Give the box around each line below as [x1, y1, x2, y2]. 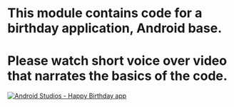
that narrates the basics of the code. [7, 68, 228, 84]
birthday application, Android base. [7, 20, 223, 36]
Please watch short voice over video [7, 53, 227, 69]
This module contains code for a [7, 5, 203, 21]
